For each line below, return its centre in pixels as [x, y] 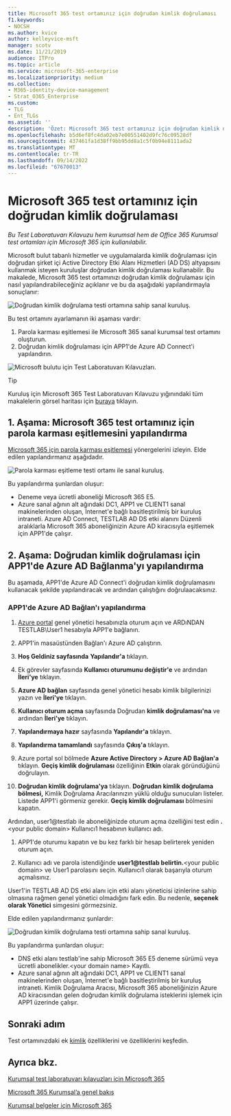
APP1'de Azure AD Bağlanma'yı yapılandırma [106, 566]
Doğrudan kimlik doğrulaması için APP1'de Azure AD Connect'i [106, 346]
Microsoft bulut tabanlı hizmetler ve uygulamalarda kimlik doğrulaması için [112, 255]
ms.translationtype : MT [42, 148]
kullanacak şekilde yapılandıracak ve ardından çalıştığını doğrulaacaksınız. [113, 590]
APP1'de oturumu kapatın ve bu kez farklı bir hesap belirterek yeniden [116, 842]
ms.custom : [23, 103]
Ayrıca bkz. [33, 1062]
